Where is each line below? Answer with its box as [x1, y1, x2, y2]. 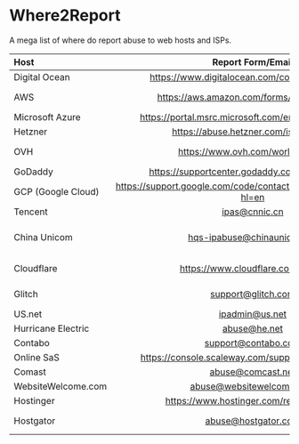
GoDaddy [13, 165, 53, 178]
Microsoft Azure [13, 110, 82, 123]
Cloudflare [13, 262, 58, 274]
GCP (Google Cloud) [13, 185, 100, 198]
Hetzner [13, 125, 48, 138]
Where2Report [9, 5, 121, 26]
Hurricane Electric [13, 322, 90, 335]
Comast [13, 366, 46, 378]
